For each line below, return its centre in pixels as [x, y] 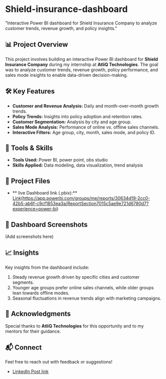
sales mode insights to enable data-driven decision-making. [67, 75]
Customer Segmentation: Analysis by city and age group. [72, 122]
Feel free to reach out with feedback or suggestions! [59, 362]
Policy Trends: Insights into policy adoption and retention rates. [78, 116]
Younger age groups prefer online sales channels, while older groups [83, 287]
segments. [23, 282]
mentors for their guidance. [33, 331]
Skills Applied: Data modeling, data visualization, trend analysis [78, 165]
